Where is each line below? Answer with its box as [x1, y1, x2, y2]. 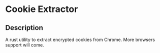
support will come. [5, 42, 44, 48]
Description [5, 23, 43, 32]
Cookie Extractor [5, 3, 78, 15]
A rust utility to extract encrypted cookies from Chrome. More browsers [5, 36, 155, 42]
